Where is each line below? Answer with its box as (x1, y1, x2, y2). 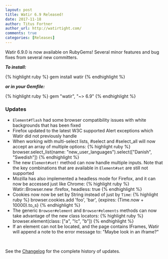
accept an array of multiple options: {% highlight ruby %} (12, 144, 131, 150)
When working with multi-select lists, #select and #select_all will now (12, 138, 156, 144)
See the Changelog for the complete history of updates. (5, 248, 120, 254)
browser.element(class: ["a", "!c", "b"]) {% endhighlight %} (12, 218, 134, 224)
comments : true (5, 31, 37, 36)
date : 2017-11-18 (5, 17, 42, 22)
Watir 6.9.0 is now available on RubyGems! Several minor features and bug (5, 49, 159, 55)
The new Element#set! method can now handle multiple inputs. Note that (12, 160, 163, 166)
